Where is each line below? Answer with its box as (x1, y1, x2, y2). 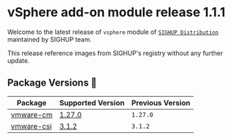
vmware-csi (11, 121, 52, 131)
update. (7, 56, 30, 64)
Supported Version (59, 98, 125, 107)
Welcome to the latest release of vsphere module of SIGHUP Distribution (7, 28, 219, 36)
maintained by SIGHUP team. (7, 35, 92, 43)
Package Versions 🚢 (7, 77, 98, 89)
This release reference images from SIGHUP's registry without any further (7, 49, 224, 57)
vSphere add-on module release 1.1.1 (7, 4, 226, 21)
